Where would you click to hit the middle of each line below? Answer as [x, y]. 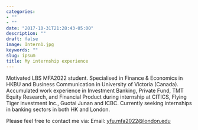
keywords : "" [22, 50]
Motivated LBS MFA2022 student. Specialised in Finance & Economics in [95, 78]
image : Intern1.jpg [30, 45]
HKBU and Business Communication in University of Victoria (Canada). [92, 84]
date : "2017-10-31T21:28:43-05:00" [50, 28]
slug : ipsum [21, 56]
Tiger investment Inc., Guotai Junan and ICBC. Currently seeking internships [99, 103]
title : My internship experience [47, 61]
